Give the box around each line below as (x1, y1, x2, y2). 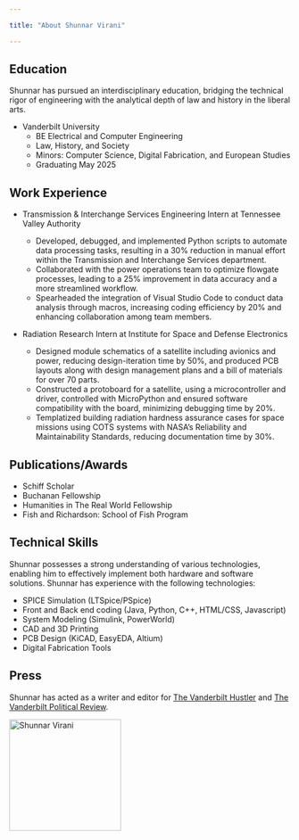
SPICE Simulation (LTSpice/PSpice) (21, 595, 152, 605)
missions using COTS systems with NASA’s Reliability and (35, 422, 247, 432)
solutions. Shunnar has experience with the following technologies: (9, 577, 256, 589)
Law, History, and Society (35, 140, 129, 152)
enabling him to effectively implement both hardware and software (9, 568, 254, 579)
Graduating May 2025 (35, 160, 116, 170)
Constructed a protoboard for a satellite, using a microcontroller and (35, 384, 287, 395)
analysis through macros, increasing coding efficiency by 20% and (35, 302, 282, 313)
